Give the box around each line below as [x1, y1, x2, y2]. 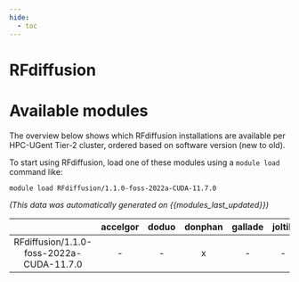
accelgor [101, 220, 140, 233]
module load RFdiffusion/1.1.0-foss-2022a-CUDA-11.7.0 [9, 184, 217, 193]
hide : [9, 12, 29, 22]
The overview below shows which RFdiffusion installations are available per [9, 130, 287, 141]
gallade [231, 220, 264, 233]
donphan [183, 220, 224, 233]
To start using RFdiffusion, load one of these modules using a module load [9, 157, 280, 168]
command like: [9, 166, 63, 177]
